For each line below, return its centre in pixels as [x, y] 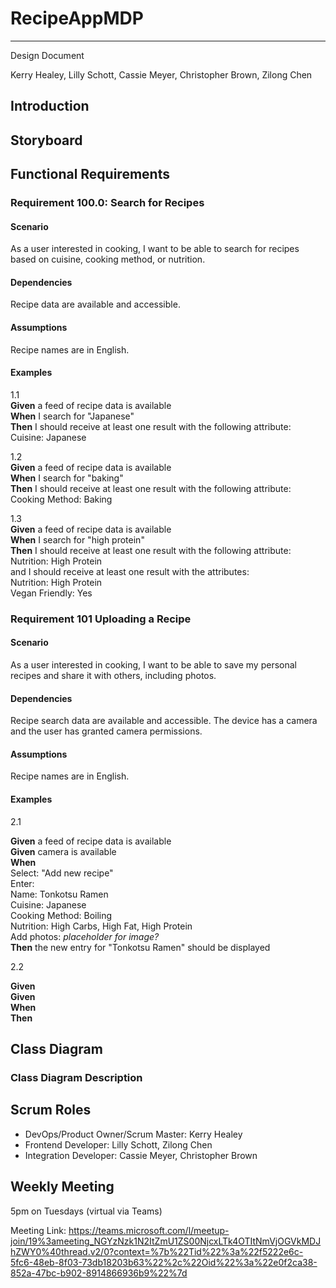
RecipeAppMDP [77, 18]
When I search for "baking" [67, 478]
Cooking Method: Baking [61, 499]
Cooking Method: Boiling [61, 915]
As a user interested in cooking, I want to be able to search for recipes [155, 249]
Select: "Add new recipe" [62, 873]
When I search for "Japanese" [72, 416]
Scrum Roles [51, 1110]
